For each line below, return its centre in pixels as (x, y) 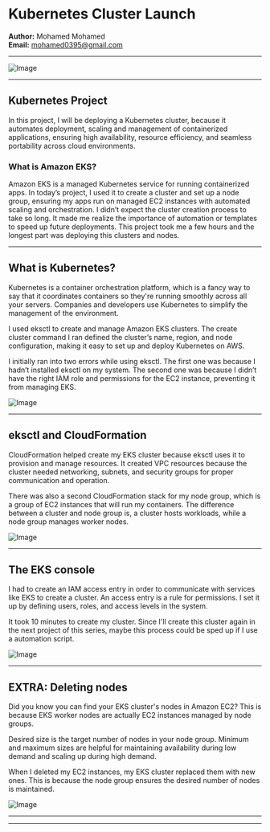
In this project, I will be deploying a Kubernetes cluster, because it (117, 120)
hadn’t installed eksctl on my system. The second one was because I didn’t (133, 370)
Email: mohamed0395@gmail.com (65, 44)
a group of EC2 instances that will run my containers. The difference (121, 504)
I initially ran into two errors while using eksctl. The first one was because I (132, 361)
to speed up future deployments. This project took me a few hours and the (131, 227)
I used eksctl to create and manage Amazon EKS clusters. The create (123, 328)
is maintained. (31, 789)
